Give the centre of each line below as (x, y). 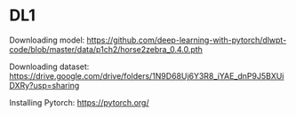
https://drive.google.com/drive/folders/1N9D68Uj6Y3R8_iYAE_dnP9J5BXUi (147, 75)
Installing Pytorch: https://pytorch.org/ (79, 102)
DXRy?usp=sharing (44, 85)
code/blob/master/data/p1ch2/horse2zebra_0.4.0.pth (106, 49)
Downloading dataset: (49, 66)
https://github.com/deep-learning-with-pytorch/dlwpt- (187, 40)
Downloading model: (47, 40)
